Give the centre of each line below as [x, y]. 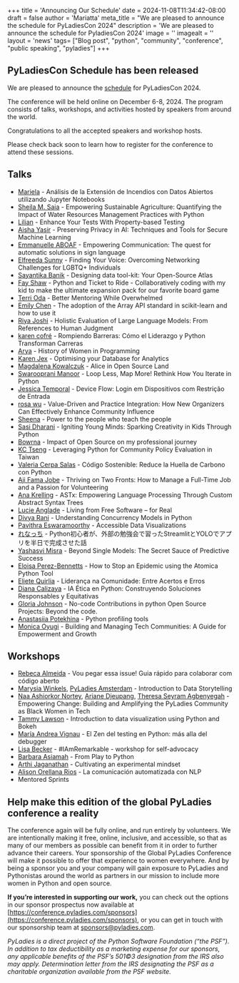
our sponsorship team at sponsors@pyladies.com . [81, 927]
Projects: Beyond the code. [57, 611]
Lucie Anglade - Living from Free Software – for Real [95, 510]
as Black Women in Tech [54, 711]
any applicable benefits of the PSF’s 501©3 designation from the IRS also [116, 957]
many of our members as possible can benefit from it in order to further [112, 845]
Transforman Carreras [50, 343]
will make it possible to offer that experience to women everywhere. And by [118, 861]
